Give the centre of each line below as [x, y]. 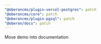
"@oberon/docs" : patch [28, 23]
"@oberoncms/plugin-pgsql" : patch [40, 19]
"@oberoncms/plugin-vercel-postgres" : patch [50, 10]
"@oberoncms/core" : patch [31, 14]
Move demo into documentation [37, 37]
